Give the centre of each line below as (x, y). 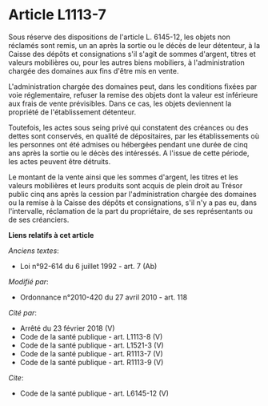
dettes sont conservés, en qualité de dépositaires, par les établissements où (134, 136)
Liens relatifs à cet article (51, 235)
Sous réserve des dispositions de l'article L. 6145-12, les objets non (119, 37)
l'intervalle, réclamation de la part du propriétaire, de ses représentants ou (131, 211)
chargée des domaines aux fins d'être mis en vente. (94, 70)
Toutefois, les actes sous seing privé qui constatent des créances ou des (128, 127)
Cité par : (23, 312)
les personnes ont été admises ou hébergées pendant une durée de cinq (128, 144)
